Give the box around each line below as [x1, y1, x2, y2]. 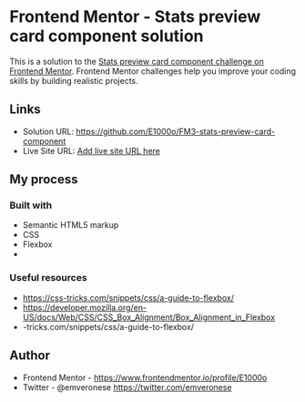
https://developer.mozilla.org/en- [22, 302, 147, 313]
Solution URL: [22, 126, 75, 137]
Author [9, 348, 50, 364]
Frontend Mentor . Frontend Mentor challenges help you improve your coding [9, 66, 297, 77]
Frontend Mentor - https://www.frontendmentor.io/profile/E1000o [22, 372, 268, 383]
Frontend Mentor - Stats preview [9, 6, 261, 27]
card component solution [9, 26, 204, 46]
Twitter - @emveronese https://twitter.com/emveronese [22, 381, 232, 393]
